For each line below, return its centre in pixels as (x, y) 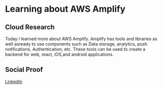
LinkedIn (14, 81)
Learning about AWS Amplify (65, 9)
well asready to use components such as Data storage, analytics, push (76, 44)
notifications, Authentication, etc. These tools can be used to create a (75, 49)
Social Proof (24, 70)
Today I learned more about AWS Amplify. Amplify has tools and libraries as (81, 39)
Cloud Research (30, 27)
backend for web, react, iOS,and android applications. (59, 54)
